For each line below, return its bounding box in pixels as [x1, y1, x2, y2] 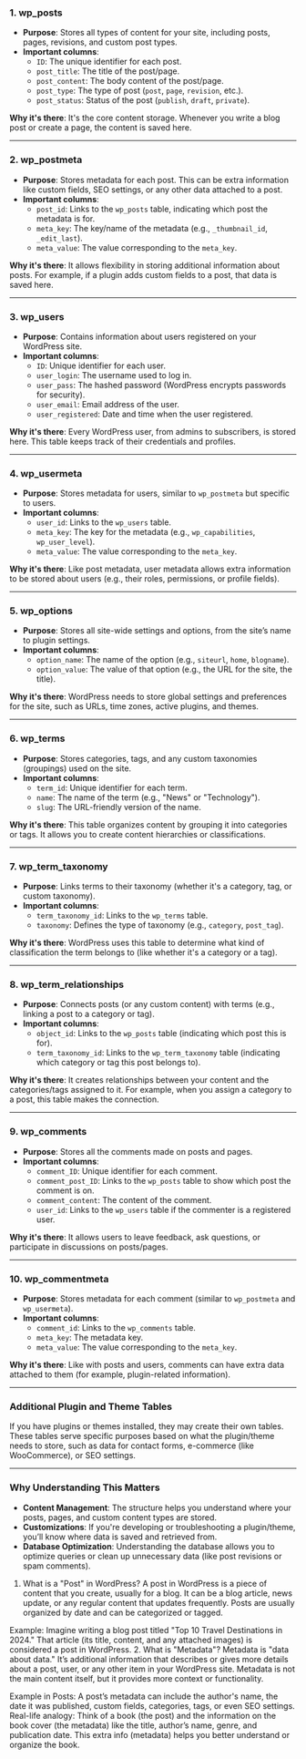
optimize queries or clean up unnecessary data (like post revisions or [22, 1550, 282, 1561]
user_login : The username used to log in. [36, 369, 192, 380]
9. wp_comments [9, 1126, 87, 1138]
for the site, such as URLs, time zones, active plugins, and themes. [9, 701, 260, 712]
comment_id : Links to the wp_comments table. [36, 1322, 196, 1332]
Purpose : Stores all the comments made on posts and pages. [22, 1146, 253, 1157]
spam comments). [22, 1560, 91, 1571]
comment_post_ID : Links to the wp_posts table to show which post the [36, 1175, 291, 1186]
